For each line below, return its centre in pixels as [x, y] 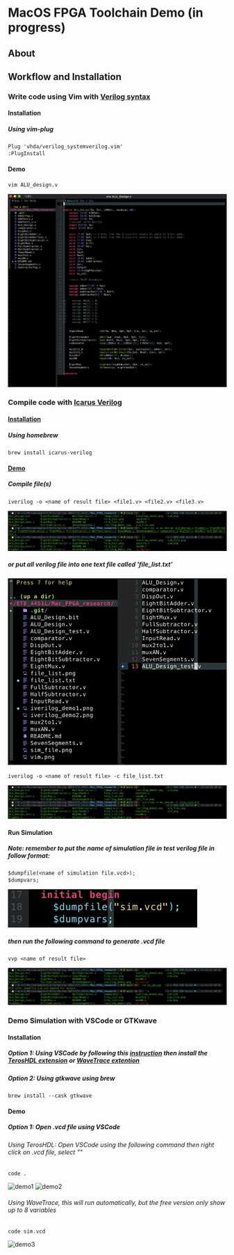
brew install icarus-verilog [50, 453]
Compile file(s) [30, 484]
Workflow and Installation [65, 77]
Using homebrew [33, 435]
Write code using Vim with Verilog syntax [79, 97]
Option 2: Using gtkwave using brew [61, 1078]
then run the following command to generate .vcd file [86, 941]
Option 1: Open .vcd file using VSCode [64, 1127]
